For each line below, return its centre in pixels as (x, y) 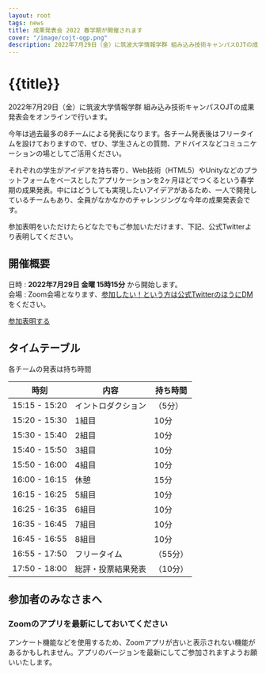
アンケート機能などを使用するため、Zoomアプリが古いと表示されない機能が (132, 642)
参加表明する (29, 320)
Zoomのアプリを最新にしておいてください (88, 624)
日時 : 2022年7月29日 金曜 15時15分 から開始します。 (95, 284)
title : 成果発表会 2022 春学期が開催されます (76, 30)
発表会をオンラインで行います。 (60, 117)
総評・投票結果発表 (110, 569)
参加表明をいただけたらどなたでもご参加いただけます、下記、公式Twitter (127, 227)
